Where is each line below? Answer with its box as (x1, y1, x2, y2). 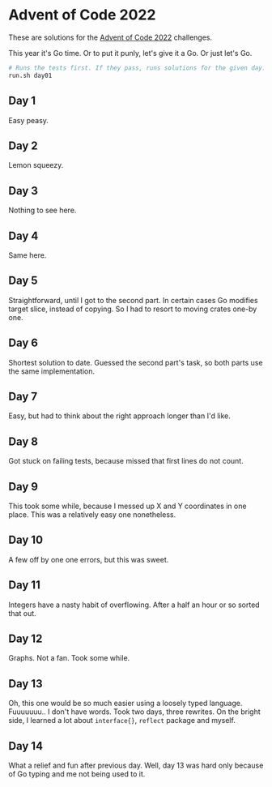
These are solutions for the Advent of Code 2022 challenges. (8, 32, 213, 42)
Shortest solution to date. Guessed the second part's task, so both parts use (8, 357, 263, 367)
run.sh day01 (8, 71, 53, 79)
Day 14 (8, 739, 43, 753)
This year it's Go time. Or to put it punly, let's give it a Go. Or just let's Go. (8, 48, 253, 58)
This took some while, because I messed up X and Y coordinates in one (8, 501, 247, 511)
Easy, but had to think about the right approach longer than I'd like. (8, 411, 231, 421)
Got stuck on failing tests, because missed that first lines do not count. (8, 456, 244, 466)
